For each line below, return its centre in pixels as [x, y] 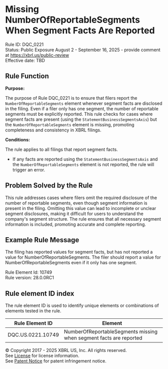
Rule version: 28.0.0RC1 [29, 278]
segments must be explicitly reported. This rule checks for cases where [79, 114]
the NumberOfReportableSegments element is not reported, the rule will [83, 164]
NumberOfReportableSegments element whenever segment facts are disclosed [84, 103]
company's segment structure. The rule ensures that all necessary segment [83, 219]
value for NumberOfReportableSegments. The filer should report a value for [83, 257]
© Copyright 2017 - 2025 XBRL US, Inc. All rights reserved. [66, 350]
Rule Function [27, 76]
